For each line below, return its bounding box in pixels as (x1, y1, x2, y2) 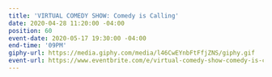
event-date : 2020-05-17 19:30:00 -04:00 (8, 34, 147, 43)
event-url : (8, 57, 45, 65)
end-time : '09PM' (8, 42, 67, 50)
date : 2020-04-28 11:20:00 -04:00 (8, 19, 125, 27)
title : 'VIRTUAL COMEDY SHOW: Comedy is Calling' (8, 11, 180, 20)
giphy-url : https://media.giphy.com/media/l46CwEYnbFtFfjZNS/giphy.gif (8, 49, 255, 57)
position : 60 (8, 26, 53, 34)
